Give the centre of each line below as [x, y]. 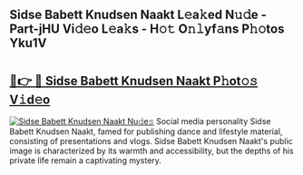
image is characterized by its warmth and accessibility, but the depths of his [151, 151]
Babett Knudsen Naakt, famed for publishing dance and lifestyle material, [146, 131]
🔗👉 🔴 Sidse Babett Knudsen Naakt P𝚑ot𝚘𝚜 [134, 81]
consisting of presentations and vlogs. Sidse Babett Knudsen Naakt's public [151, 141]
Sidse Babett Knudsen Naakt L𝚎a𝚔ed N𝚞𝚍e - [138, 15]
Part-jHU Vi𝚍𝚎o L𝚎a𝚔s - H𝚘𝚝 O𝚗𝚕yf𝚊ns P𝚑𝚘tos [147, 29]
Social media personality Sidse [213, 121]
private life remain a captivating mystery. [85, 160]
